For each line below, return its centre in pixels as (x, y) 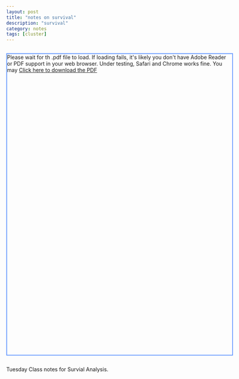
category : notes (26, 29)
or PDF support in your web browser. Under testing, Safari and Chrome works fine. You (115, 64)
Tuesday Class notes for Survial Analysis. (57, 369)
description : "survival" (37, 23)
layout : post (23, 12)
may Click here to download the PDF (52, 70)
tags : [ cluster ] (26, 34)
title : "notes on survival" (41, 17)
